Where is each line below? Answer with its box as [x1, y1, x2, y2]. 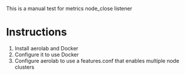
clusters [14, 63, 35, 70]
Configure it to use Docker [14, 51, 80, 58]
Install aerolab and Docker [14, 45, 78, 52]
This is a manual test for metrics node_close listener [6, 5, 133, 12]
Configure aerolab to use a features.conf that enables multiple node [14, 57, 180, 64]
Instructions [6, 26, 67, 39]
